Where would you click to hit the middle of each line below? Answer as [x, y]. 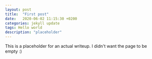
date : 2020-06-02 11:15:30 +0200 [41, 19]
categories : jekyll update [32, 23]
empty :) [13, 51]
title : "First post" [27, 14]
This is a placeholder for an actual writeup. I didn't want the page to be [76, 46]
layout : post [18, 10]
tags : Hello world [24, 28]
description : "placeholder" [34, 32]
